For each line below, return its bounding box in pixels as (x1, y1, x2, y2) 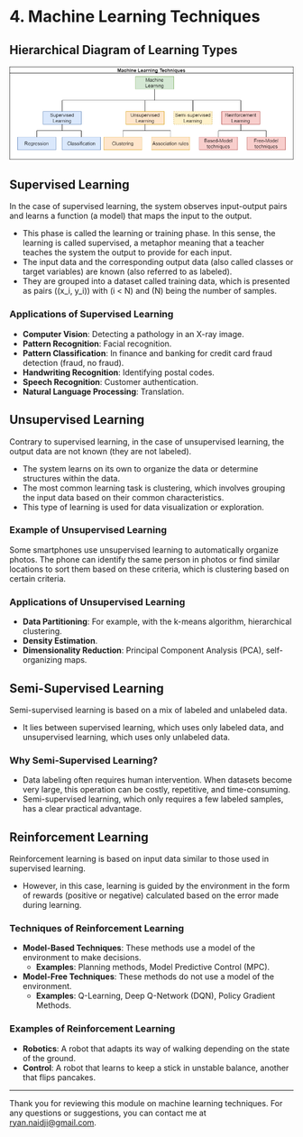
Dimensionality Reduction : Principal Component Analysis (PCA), (22, 645, 264, 656)
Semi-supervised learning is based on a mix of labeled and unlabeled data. (9, 704, 288, 715)
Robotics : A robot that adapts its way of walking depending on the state (22, 1043, 290, 1054)
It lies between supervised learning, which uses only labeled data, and (22, 721, 284, 732)
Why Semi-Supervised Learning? (9, 754, 159, 766)
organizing (22, 655, 63, 665)
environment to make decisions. (22, 952, 142, 963)
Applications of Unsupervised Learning (9, 595, 186, 608)
